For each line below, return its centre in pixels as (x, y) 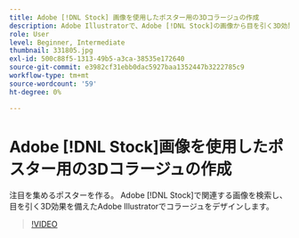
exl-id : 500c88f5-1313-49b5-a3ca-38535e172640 (97, 59)
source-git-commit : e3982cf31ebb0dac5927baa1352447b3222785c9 (127, 68)
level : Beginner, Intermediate (67, 42)
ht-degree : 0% (36, 92)
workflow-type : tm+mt (49, 76)
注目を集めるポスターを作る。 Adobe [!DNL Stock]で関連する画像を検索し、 (148, 195)
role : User (29, 34)
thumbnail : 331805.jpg (51, 51)
